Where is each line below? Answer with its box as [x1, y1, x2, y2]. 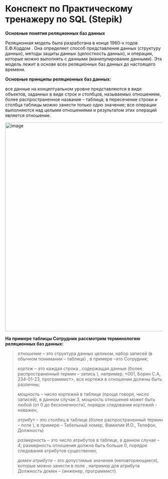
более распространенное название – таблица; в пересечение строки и [5, 96, 157, 102]
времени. [5, 66, 26, 72]
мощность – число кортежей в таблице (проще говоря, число [17, 391, 149, 397]
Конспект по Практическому [5, 3, 133, 14]
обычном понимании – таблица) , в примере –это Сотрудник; [17, 355, 148, 361]
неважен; [17, 407, 38, 413]
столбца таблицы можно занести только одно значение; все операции [5, 101, 156, 107]
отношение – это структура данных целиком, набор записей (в [17, 350, 152, 356]
